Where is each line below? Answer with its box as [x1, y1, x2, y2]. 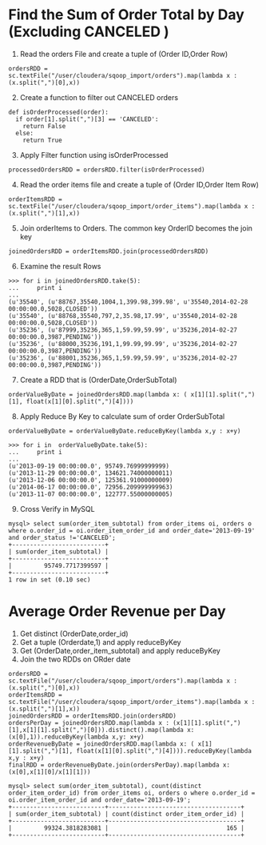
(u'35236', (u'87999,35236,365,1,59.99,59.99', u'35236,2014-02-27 [8, 326, 238, 334]
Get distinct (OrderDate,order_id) [19, 629, 129, 638]
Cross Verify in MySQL [19, 504, 95, 513]
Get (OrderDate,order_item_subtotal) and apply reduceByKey [19, 646, 221, 655]
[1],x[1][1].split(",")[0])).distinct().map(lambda [8, 726, 184, 734]
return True [22, 136, 62, 144]
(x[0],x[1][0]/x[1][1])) [8, 767, 91, 776]
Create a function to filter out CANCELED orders [19, 92, 178, 102]
